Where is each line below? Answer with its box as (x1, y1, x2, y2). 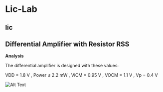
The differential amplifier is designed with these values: (5, 63, 119, 69)
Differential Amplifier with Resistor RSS (5, 40, 130, 48)
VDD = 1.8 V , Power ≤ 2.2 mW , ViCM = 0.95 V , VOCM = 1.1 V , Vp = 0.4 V (5, 72, 158, 78)
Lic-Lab (5, 3, 37, 15)
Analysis (5, 53, 24, 59)
